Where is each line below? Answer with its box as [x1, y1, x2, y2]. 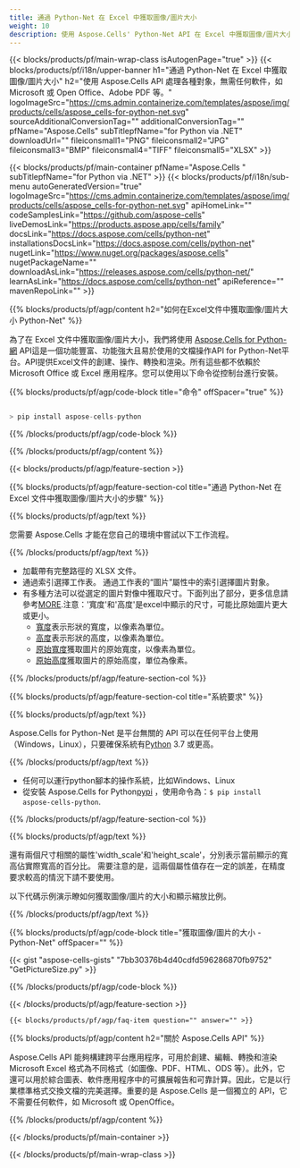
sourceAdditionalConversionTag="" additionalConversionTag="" [9, 116, 246, 127]
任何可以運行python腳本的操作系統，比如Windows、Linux [21, 775, 236, 786]
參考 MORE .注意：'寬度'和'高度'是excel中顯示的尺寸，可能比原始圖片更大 [21, 599, 288, 610]
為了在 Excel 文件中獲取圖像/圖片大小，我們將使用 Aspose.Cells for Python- [9, 334, 287, 345]
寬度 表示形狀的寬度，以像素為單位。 [35, 622, 170, 632]
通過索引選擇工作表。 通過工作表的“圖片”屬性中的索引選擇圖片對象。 [21, 577, 275, 588]
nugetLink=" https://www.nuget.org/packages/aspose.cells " [9, 248, 229, 258]
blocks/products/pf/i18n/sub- [181, 172, 290, 182]
